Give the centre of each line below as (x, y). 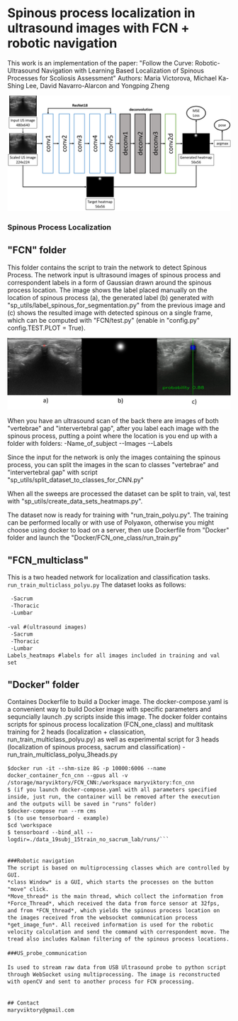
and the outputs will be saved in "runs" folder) (82, 804)
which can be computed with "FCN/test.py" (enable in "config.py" (104, 320)
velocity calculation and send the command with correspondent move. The (119, 932)
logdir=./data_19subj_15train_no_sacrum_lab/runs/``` (89, 840)
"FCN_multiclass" (48, 560)
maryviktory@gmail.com (41, 1010)
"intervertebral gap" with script (52, 472)
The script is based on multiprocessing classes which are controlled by (119, 868)
